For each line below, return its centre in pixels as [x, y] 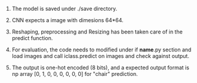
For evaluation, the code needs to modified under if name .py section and [101, 50]
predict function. [32, 38]
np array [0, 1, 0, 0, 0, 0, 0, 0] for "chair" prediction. [75, 74]
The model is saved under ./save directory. [64, 9]
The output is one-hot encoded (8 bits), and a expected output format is [101, 67]
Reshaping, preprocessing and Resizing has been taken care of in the [97, 32]
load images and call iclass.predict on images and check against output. [101, 56]
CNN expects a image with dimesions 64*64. [67, 20]
